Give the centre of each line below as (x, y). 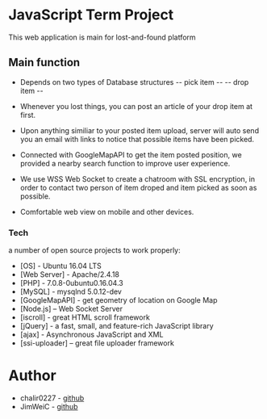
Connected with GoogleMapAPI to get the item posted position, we (131, 154)
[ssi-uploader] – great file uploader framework (97, 343)
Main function (44, 63)
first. (28, 115)
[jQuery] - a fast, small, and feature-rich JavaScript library (117, 326)
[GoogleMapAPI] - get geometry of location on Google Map (119, 300)
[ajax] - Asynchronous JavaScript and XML (92, 335)
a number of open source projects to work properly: (95, 250)
